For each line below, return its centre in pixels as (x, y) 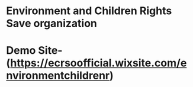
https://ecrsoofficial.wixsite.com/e (99, 63)
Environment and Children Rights (89, 11)
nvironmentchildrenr (58, 76)
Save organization (52, 23)
